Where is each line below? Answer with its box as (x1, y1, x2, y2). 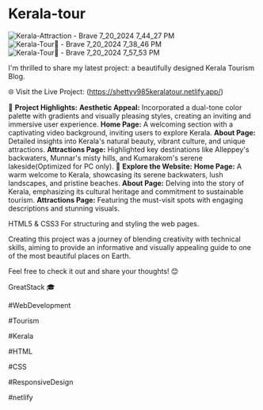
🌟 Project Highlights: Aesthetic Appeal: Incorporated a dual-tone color (8, 102, 242, 112)
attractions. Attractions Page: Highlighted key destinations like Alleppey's (8, 144, 250, 154)
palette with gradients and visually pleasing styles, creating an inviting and (8, 111, 251, 120)
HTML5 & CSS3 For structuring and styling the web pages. (8, 218, 200, 228)
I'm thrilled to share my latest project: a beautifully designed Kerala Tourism (8, 63, 255, 72)
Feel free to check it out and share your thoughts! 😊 (8, 266, 179, 275)
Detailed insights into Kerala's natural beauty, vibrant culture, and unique (8, 136, 246, 146)
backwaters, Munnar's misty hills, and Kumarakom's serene (8, 153, 204, 162)
